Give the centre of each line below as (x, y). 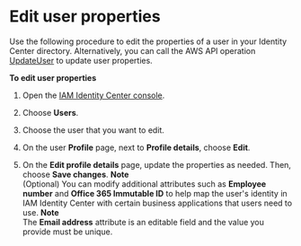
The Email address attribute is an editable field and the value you (143, 222)
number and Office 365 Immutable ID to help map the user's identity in (155, 193)
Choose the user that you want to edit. (93, 130)
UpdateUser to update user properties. (81, 60)
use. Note (41, 212)
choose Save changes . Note (75, 174)
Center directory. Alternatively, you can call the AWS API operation (133, 50)
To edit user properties (53, 77)
